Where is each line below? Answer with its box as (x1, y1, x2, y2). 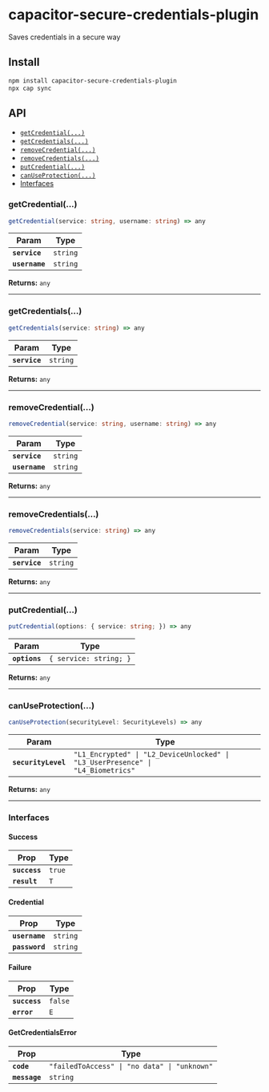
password (12, 942, 46, 952)
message (12, 1073, 42, 1082)
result (12, 877, 38, 886)
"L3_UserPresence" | (73, 758, 152, 767)
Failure (8, 963, 32, 972)
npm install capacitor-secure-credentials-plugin (8, 76, 178, 85)
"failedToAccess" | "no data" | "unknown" (49, 1062, 214, 1071)
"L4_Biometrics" (73, 766, 136, 775)
